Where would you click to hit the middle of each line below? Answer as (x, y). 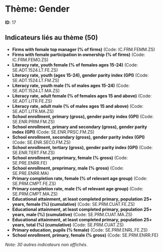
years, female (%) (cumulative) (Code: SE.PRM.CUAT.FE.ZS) (73, 204)
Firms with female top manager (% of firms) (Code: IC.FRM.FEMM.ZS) (83, 49)
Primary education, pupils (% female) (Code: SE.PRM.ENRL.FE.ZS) (80, 230)
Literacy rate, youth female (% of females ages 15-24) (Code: (75, 65)
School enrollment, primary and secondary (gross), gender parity (80, 127)
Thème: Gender (37, 9)
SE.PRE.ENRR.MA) (31, 173)
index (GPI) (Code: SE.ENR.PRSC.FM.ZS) (53, 132)
